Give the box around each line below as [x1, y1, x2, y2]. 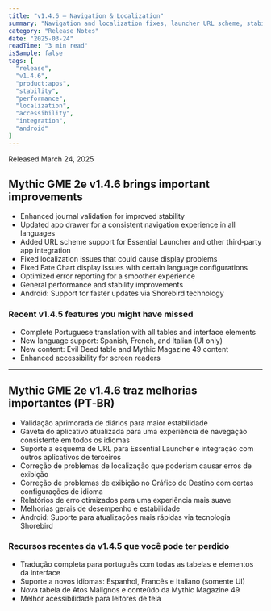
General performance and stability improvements [19, 280, 184, 290]
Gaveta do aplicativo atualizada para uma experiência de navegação [19, 426, 248, 436]
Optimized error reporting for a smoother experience [19, 271, 196, 281]
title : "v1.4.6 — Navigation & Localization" [8, 11, 164, 20]
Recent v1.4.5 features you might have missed [8, 308, 194, 320]
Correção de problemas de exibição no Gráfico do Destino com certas [19, 478, 254, 488]
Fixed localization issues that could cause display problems [19, 254, 218, 264]
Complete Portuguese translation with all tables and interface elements [19, 327, 256, 337]
